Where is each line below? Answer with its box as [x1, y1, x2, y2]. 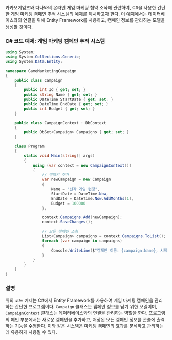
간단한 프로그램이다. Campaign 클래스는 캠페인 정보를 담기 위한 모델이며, [14, 304, 158, 310]
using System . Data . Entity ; [5, 59, 63, 64]
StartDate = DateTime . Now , [51, 191, 109, 196]
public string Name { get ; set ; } [24, 92, 97, 97]
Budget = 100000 [51, 201, 86, 206]
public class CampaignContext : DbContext [14, 120, 106, 125]
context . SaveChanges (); [41, 219, 93, 225]
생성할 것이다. [5, 24, 33, 30]
